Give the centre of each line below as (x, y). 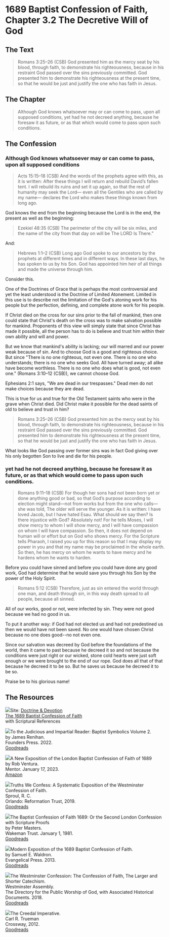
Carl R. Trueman (22, 919)
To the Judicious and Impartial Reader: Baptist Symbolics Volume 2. (81, 731)
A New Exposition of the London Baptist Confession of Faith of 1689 (81, 758)
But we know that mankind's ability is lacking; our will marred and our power (85, 346)
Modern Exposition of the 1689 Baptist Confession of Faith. (72, 849)
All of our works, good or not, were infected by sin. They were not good (80, 609)
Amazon (14, 774)
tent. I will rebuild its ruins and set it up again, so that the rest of (84, 186)
